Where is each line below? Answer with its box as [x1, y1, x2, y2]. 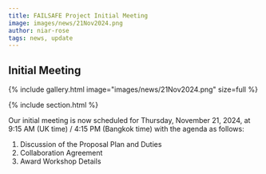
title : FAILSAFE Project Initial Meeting [8, 11, 149, 20]
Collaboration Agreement [19, 148, 103, 158]
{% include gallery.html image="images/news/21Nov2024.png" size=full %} [8, 85, 258, 94]
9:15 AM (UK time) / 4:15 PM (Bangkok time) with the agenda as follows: [8, 125, 245, 134]
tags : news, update [8, 34, 73, 42]
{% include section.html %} [8, 101, 99, 110]
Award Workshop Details [19, 156, 101, 166]
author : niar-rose [8, 26, 69, 34]
